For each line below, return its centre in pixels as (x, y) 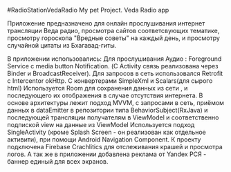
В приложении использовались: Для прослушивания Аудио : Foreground (114, 59)
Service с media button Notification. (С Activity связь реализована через (113, 66)
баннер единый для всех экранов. (58, 161)
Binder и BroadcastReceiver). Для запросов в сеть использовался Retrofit (115, 73)
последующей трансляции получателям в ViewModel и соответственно (113, 117)
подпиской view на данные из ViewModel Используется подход (101, 125)
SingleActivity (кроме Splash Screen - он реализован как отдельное (107, 132)
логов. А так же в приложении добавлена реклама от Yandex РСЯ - (107, 154)
